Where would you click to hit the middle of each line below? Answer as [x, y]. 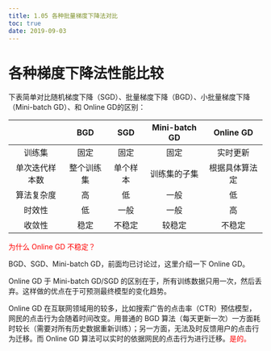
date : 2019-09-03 [38, 31]
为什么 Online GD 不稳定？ [52, 247]
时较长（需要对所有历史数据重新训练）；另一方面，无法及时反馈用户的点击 [130, 328]
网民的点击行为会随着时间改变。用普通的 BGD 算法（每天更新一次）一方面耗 [134, 319]
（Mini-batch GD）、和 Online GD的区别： [77, 107]
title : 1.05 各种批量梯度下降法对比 [63, 16]
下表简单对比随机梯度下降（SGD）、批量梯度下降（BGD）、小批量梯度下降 [129, 97]
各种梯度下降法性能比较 [86, 73]
